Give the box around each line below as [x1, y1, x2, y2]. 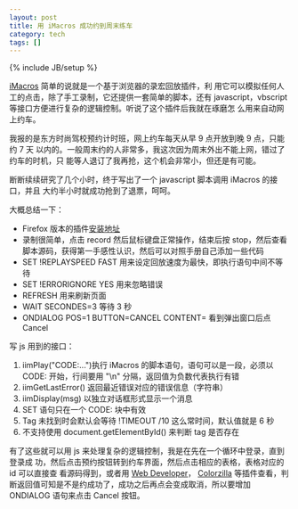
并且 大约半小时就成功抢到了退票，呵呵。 [24, 185, 175, 196]
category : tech [9, 29, 66, 38]
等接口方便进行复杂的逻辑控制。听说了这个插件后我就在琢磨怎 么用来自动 [9, 103, 277, 114]
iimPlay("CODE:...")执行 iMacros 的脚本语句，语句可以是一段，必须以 [21, 360, 274, 371]
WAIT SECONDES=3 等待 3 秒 [21, 301, 132, 312]
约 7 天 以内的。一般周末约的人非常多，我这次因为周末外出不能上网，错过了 [9, 144, 286, 155]
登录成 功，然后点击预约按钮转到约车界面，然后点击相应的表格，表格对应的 [9, 456, 285, 468]
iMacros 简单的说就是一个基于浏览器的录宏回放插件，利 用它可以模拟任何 [9, 81, 278, 92]
